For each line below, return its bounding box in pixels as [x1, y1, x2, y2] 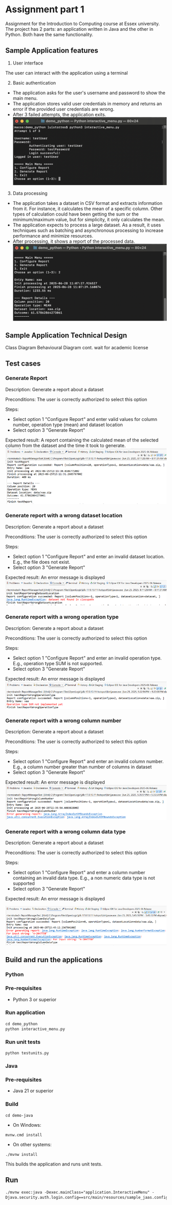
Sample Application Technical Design [5, 331, 127, 340]
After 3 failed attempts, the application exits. [12, 111, 106, 117]
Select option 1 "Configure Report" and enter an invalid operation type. [12, 654, 162, 661]
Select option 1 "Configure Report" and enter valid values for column [12, 416, 158, 422]
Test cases [5, 360, 41, 368]
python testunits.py [5, 1051, 50, 1056]
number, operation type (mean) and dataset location [12, 421, 123, 428]
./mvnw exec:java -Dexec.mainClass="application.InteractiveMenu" [5, 1190, 150, 1195]
